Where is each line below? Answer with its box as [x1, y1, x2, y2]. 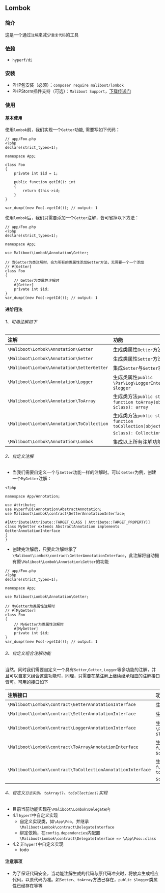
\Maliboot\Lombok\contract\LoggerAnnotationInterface [7, 725, 136, 730]
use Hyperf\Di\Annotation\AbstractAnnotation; [5, 507, 102, 512]
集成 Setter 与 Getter [112, 364, 158, 371]
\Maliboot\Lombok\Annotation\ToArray [7, 398, 96, 404]
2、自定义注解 [5, 453, 34, 459]
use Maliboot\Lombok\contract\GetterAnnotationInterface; [5, 511, 126, 516]
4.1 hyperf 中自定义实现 [12, 812, 58, 818]
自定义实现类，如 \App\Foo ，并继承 [19, 818, 89, 824]
